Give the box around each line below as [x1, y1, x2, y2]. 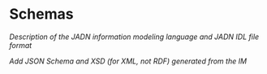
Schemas [9, 5, 74, 24]
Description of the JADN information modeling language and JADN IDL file [9, 32, 260, 41]
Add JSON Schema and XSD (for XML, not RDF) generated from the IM [9, 56, 247, 66]
